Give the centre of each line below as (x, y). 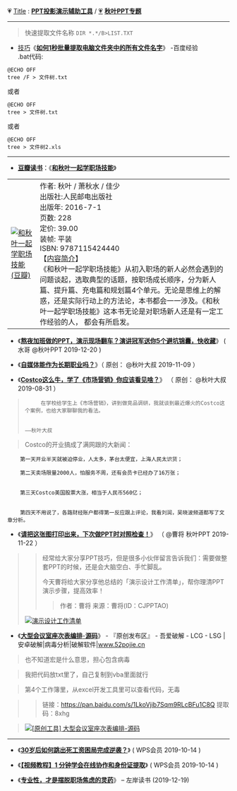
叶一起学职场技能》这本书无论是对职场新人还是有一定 (128, 311)
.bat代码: (30, 56)
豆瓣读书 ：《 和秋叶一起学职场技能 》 (67, 168)
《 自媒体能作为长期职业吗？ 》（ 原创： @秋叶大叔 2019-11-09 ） (108, 364)
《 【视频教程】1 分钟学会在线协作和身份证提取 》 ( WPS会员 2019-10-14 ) (118, 765)
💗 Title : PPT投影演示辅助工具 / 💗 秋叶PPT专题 (74, 11)
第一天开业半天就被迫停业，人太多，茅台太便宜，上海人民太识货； (102, 459)
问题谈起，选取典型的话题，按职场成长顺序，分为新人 (128, 280)
